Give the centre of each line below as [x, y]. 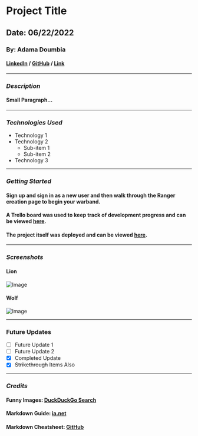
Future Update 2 [34, 352]
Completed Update [37, 358]
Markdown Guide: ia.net [36, 414]
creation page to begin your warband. [53, 201]
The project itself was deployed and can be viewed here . [77, 235]
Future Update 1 [34, 345]
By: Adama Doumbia [36, 50]
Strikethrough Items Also [45, 365]
